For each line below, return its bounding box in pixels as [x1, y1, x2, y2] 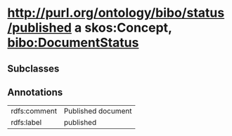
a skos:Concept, [74, 20, 172, 36]
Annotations [7, 86, 63, 98]
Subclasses [7, 62, 60, 74]
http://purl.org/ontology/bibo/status [7, 5, 225, 21]
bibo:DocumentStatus [7, 35, 139, 50]
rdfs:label [11, 118, 42, 128]
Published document [63, 107, 132, 116]
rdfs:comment [11, 107, 58, 116]
